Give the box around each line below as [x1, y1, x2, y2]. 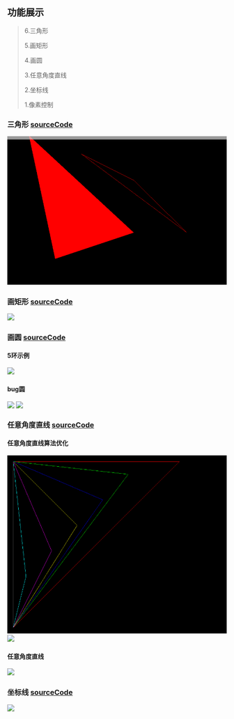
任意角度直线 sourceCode [7, 420, 95, 430]
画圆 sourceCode [7, 333, 66, 343]
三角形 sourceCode [7, 119, 73, 129]
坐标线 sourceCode [7, 688, 73, 697]
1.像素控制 [24, 100, 54, 109]
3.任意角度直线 [24, 70, 68, 79]
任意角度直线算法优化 [7, 439, 68, 447]
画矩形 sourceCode [7, 297, 73, 307]
